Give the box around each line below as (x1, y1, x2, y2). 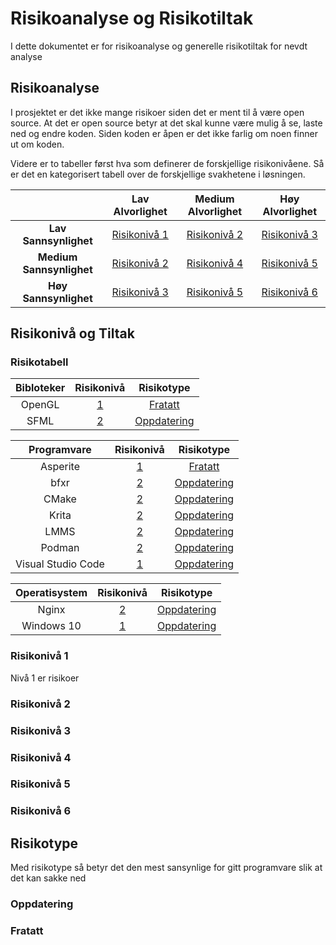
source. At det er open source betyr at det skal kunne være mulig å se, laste (10, 117, 323, 129)
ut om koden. (10, 138, 65, 150)
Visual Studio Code (15, 557, 105, 571)
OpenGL (20, 398, 60, 412)
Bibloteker (15, 381, 66, 395)
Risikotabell (10, 355, 69, 369)
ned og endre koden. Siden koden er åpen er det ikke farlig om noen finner (10, 127, 318, 139)
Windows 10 (21, 619, 82, 633)
